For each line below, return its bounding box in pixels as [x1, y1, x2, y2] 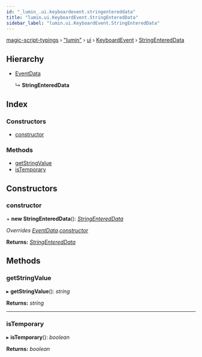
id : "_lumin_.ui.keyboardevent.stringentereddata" [6, 8, 136, 15]
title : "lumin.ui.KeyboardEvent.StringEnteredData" [6, 14, 138, 20]
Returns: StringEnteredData [6, 238, 76, 246]
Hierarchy [6, 54, 44, 64]
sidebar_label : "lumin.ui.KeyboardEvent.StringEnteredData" [6, 20, 161, 26]
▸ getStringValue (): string [6, 287, 70, 295]
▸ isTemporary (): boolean [6, 334, 70, 341]
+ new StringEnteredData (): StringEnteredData [6, 215, 124, 222]
